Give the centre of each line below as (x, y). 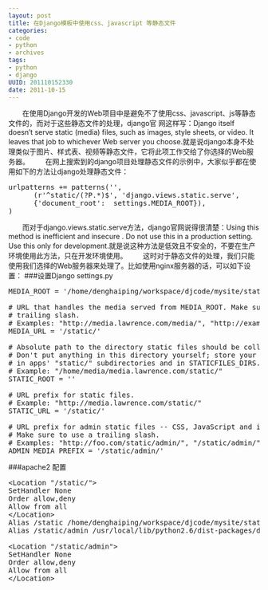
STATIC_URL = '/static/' (57, 411)
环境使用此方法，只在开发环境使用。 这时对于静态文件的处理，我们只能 (132, 256)
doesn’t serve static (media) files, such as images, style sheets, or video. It (131, 132)
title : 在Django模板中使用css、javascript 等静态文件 (92, 23)
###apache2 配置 (37, 467)
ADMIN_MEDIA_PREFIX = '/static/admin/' (86, 451)
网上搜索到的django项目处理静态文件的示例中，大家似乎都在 (150, 162)
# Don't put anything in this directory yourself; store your (132, 355)
